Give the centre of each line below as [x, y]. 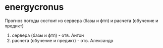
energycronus [34, 7]
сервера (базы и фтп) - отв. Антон [48, 35]
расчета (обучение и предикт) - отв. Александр [62, 40]
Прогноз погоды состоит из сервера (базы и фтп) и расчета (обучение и [81, 21]
